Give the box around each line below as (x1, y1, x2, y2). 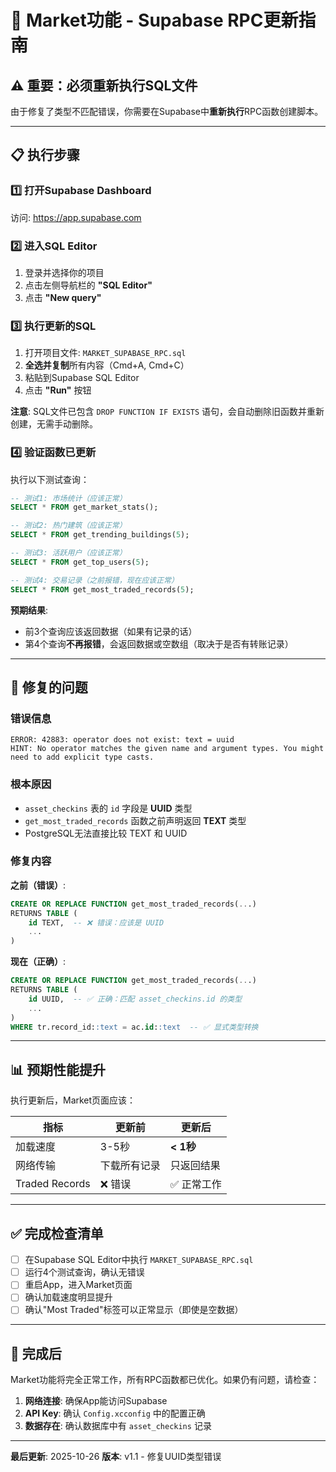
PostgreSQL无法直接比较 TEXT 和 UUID (24, 827, 188, 839)
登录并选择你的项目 (24, 266, 105, 278)
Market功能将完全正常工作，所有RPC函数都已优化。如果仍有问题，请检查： (10, 1374, 320, 1386)
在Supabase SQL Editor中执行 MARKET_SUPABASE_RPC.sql (24, 1254, 254, 1266)
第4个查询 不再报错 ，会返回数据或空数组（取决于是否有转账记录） (24, 637, 294, 650)
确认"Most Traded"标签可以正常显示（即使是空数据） (24, 1304, 244, 1316)
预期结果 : (10, 604, 49, 616)
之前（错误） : (10, 879, 67, 891)
